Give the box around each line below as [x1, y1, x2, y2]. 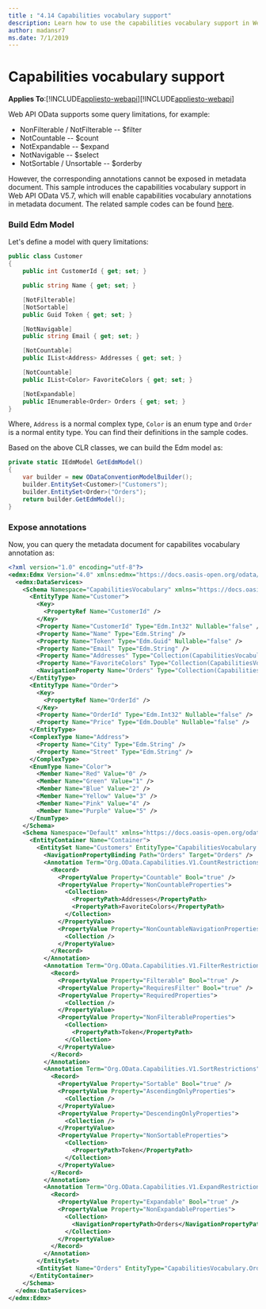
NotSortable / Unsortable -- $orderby [19, 159, 142, 168]
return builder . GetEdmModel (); [22, 495, 126, 503]
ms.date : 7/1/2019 [8, 33, 69, 42]
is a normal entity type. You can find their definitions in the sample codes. [8, 428, 249, 437]
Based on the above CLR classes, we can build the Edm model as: [8, 443, 223, 452]
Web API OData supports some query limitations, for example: [8, 110, 211, 119]
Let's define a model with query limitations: [8, 237, 149, 247]
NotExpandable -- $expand [19, 142, 109, 152]
